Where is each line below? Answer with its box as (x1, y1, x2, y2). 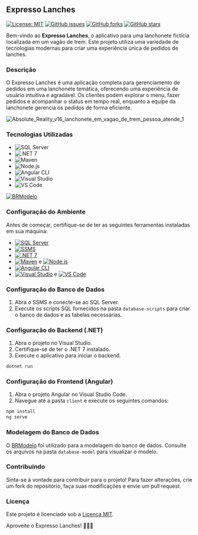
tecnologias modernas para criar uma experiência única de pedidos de (6, 44, 178, 51)
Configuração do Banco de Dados (6, 285, 105, 294)
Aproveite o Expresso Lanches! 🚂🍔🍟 (6, 522, 93, 529)
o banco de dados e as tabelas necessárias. (14, 311, 122, 318)
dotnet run (6, 363, 33, 369)
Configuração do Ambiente (6, 208, 86, 216)
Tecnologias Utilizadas (6, 130, 73, 138)
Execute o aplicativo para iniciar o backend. (14, 352, 121, 359)
